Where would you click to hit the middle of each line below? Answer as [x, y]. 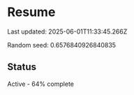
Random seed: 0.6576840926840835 [62, 45]
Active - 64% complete [41, 84]
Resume [31, 12]
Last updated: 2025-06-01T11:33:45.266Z [67, 31]
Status [22, 67]
